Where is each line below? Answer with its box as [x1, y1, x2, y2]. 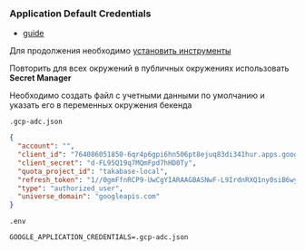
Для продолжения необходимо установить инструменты [9, 45, 231, 56]
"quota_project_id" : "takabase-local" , [17, 167, 169, 176]
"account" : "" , [17, 141, 75, 151]
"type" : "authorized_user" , [17, 184, 124, 193]
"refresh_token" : [17, 175, 84, 184]
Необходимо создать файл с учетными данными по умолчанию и [9, 90, 265, 101]
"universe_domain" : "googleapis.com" [17, 192, 161, 201]
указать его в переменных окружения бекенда [9, 100, 192, 111]
